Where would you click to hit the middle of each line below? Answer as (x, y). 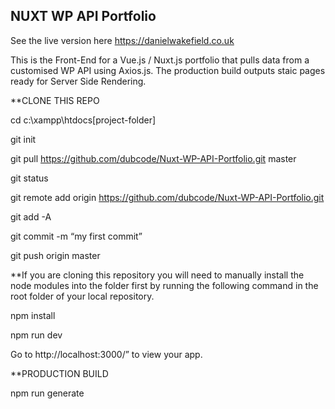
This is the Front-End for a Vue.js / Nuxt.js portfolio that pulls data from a (160, 60)
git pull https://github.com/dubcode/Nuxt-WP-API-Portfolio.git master (153, 158)
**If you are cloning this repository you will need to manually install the (157, 275)
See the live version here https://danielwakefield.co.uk (122, 40)
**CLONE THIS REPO (55, 100)
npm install (33, 315)
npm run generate (47, 393)
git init (23, 139)
